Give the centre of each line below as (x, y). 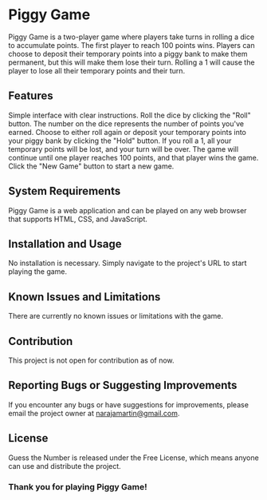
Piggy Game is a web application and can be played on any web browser (128, 210)
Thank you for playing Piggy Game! (78, 486)
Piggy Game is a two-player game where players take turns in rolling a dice (132, 37)
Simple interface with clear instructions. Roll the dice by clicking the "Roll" (130, 115)
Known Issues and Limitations (84, 297)
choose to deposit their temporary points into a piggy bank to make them (128, 54)
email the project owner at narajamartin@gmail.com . (94, 413)
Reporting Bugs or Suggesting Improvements (123, 385)
